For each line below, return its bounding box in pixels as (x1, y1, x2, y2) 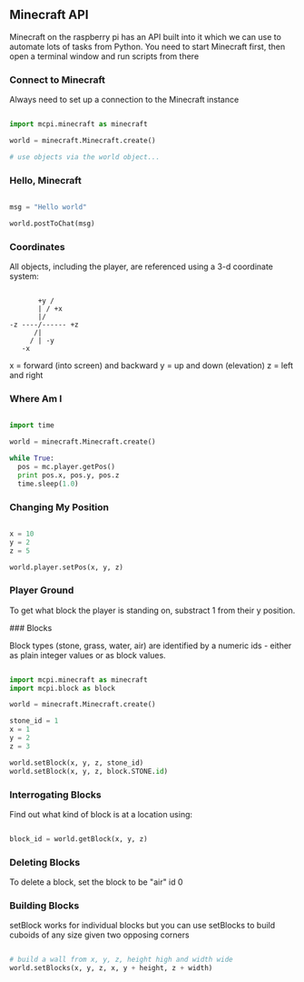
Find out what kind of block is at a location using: (9, 808, 193, 819)
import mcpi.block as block (9, 684, 116, 693)
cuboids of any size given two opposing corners (9, 929, 190, 940)
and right (9, 370, 44, 381)
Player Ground (9, 584, 74, 596)
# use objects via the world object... (9, 152, 161, 162)
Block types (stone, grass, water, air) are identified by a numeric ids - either (9, 640, 292, 651)
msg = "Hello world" (9, 203, 88, 212)
